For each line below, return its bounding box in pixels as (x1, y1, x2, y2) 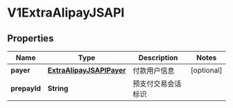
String (47, 84, 69, 93)
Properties (7, 33, 54, 44)
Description (138, 53, 178, 62)
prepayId (10, 84, 42, 93)
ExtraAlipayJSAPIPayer (47, 66, 126, 75)
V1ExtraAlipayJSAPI (7, 5, 125, 21)
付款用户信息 (132, 66, 175, 75)
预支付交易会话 (132, 79, 182, 88)
